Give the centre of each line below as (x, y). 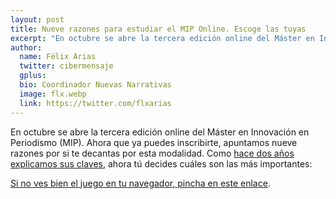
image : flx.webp (53, 94)
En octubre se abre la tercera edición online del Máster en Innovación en (160, 132)
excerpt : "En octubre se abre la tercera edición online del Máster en (162, 38)
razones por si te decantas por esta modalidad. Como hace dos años (152, 153)
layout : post (37, 19)
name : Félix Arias (58, 57)
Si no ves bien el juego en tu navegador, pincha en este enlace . (140, 183)
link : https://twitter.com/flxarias (95, 103)
